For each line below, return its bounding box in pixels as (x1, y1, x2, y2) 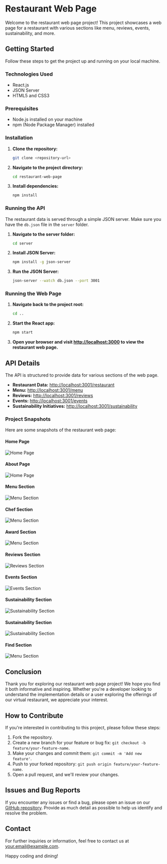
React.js (12, 82, 29, 88)
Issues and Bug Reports (5, 786, 81, 794)
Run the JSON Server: (12, 268, 59, 274)
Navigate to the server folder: (12, 231, 75, 237)
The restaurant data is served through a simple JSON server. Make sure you (5, 216, 162, 222)
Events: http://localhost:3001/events (12, 398, 88, 404)
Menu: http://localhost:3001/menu (12, 387, 83, 393)
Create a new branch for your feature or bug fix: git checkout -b (12, 740, 146, 745)
